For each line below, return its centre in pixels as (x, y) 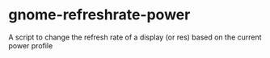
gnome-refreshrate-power (99, 15)
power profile (31, 45)
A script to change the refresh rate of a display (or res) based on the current (135, 37)
